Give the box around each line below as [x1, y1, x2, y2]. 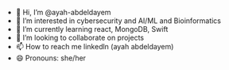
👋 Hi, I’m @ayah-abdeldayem [15, 8, 111, 17]
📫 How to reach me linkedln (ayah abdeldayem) [15, 42, 174, 51]
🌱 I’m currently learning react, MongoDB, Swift [15, 25, 169, 33]
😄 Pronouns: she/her [15, 53, 86, 63]
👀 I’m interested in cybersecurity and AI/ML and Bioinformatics [15, 16, 221, 25]
